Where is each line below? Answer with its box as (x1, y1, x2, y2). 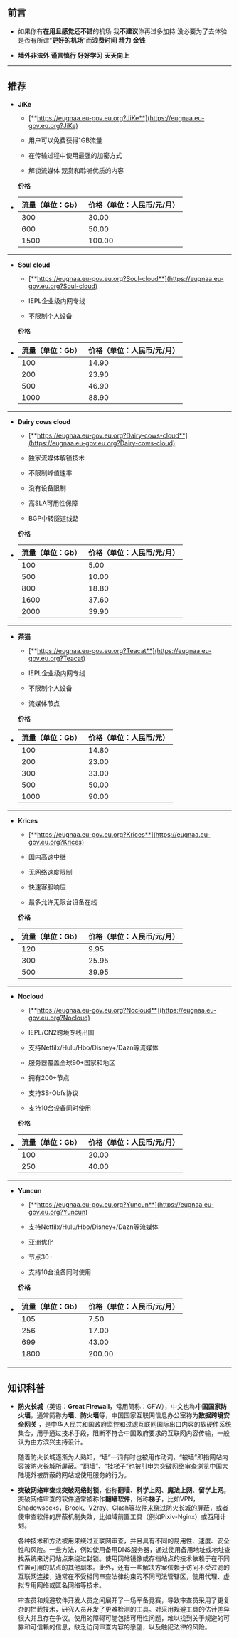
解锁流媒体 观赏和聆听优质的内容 (28, 166, 124, 174)
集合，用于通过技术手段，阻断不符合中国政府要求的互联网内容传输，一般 (17, 1429, 230, 1437)
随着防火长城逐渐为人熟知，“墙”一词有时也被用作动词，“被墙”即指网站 (17, 1453, 223, 1462)
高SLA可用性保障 (28, 499, 78, 507)
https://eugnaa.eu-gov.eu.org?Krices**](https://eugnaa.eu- (36, 830, 211, 838)
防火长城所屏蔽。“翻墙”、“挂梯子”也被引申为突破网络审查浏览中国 (30, 1462, 223, 1471)
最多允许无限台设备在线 (28, 897, 97, 906)
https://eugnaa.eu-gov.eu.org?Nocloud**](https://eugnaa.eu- (36, 1005, 217, 1014)
